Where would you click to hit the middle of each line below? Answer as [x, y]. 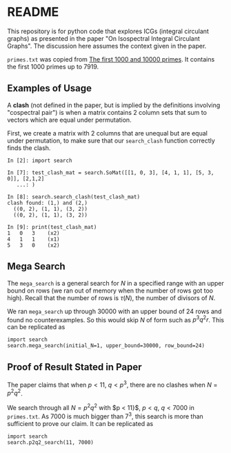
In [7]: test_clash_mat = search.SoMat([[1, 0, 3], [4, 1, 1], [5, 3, [111, 173]
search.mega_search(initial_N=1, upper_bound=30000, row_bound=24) [106, 346]
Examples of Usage [49, 88]
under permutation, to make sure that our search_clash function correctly [111, 140]
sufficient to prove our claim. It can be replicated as [80, 423]
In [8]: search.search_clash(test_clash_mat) [73, 197]
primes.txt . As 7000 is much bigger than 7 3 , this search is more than [105, 416]
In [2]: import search [40, 160]
